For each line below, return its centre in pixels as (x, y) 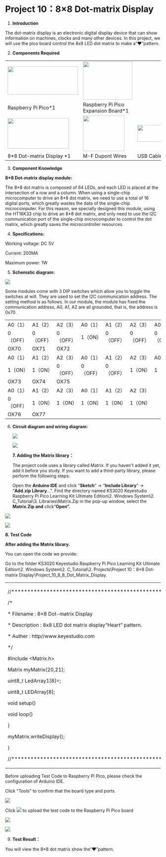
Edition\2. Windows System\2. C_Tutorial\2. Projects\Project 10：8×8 (75, 569)
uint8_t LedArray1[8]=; (34, 681)
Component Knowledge (37, 168)
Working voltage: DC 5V (30, 243)
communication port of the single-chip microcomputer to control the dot (79, 219)
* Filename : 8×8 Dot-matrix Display (50, 614)
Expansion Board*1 (106, 111)
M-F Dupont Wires (105, 156)
